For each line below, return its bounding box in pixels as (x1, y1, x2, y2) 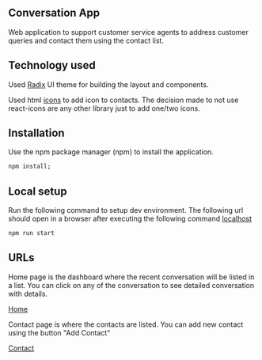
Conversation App (8, 6, 101, 20)
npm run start (8, 229, 55, 237)
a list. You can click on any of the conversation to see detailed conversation (8, 280, 255, 290)
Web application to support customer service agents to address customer (8, 27, 249, 36)
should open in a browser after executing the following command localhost (8, 214, 252, 224)
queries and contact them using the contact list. (8, 36, 165, 45)
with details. (8, 289, 48, 298)
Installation (8, 127, 65, 140)
